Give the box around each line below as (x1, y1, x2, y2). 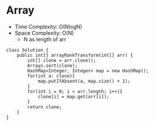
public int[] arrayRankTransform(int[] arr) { (17, 52, 133, 58)
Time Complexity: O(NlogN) (14, 23, 83, 30)
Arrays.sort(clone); (27, 63, 78, 69)
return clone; (27, 104, 62, 110)
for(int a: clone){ (27, 73, 76, 79)
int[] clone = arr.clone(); (27, 57, 96, 63)
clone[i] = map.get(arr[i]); (37, 93, 110, 99)
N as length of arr (23, 35, 67, 43)
